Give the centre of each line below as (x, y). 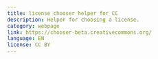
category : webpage (33, 26)
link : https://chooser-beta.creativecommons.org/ (80, 32)
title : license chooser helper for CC (63, 13)
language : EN (26, 39)
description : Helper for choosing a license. (73, 20)
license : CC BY (29, 45)
